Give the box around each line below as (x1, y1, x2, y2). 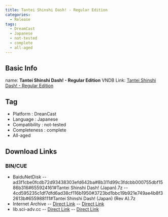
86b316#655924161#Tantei (12, 185, 70, 191)
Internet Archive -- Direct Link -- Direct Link (12, 201, 105, 207)
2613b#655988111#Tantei (12, 195, 66, 201)
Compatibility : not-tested (12, 122, 66, 128)
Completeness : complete (12, 127, 66, 133)
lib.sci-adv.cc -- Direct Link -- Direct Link (12, 206, 99, 212)
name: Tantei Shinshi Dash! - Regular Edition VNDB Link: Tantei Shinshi (5, 77, 156, 84)
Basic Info (5, 64, 38, 73)
